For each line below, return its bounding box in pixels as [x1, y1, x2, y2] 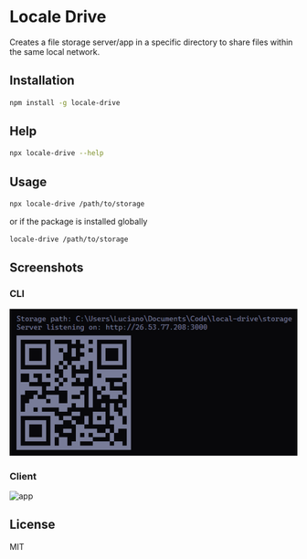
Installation [9, 73, 75, 89]
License [9, 517, 56, 533]
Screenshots [9, 260, 84, 276]
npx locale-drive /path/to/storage [9, 199, 145, 209]
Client [9, 469, 37, 482]
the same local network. [9, 46, 101, 57]
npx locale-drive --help [9, 149, 104, 158]
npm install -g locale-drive [9, 98, 121, 107]
